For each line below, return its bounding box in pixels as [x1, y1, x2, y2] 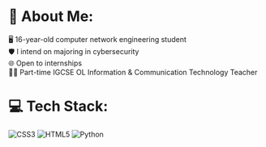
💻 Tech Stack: [8, 97, 109, 115]
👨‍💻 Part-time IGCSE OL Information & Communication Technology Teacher [8, 67, 258, 77]
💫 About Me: [8, 7, 94, 26]
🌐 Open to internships [8, 58, 83, 68]
